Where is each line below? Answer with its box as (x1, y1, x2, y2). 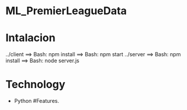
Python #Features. (14, 98, 60, 105)
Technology (5, 78, 66, 91)
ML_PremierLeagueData (5, 4, 127, 18)
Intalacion (5, 31, 56, 45)
